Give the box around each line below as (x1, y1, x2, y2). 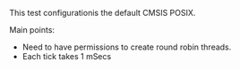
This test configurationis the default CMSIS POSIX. (9, 8, 196, 18)
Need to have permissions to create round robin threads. (21, 42, 232, 52)
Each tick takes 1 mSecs (21, 51, 112, 61)
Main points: (9, 25, 56, 34)
